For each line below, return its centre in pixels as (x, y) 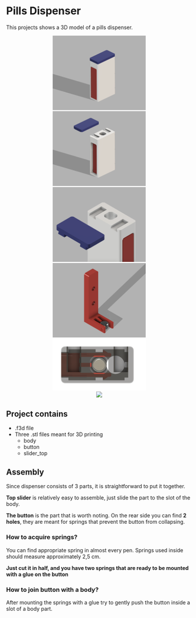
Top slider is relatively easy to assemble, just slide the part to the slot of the (98, 498)
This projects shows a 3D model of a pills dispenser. (69, 27)
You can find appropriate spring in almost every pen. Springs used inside (95, 550)
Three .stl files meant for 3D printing (59, 434)
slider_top (35, 453)
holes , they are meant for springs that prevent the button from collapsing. (96, 522)
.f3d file (24, 428)
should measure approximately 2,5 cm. (53, 556)
